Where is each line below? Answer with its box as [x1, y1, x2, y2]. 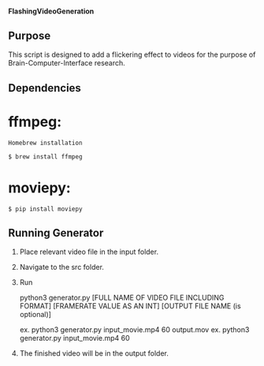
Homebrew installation [8, 139, 83, 147]
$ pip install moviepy [8, 205, 83, 213]
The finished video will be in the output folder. [19, 349, 169, 358]
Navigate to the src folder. [19, 263, 105, 272]
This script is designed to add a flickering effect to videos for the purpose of [8, 50, 256, 59]
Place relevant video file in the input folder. [19, 247, 159, 256]
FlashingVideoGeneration [8, 6, 95, 16]
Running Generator [8, 226, 104, 240]
